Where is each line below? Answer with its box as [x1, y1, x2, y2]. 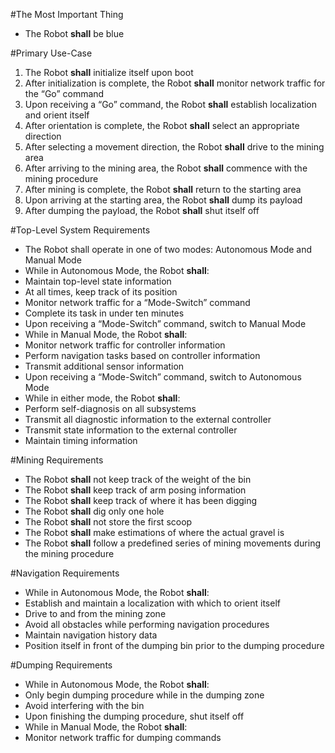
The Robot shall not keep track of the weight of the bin [24, 474, 252, 485]
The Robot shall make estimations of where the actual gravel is [24, 527, 285, 538]
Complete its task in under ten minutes [24, 307, 185, 319]
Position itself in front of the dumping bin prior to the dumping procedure [24, 640, 325, 651]
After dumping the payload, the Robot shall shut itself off [24, 205, 260, 216]
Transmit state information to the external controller [24, 424, 238, 436]
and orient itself [24, 109, 90, 121]
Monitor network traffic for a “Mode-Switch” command [24, 297, 251, 308]
